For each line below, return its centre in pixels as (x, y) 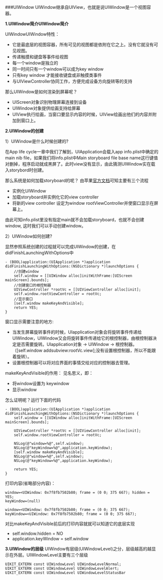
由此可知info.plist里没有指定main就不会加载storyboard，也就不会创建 (75, 220)
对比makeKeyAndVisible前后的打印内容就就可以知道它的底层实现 (70, 524)
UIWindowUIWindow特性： (32, 34)
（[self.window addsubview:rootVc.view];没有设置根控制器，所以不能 (82, 350)
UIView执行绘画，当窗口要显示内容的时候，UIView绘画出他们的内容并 (82, 114)
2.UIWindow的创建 (24, 131)
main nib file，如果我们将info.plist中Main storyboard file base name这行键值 (81, 158)
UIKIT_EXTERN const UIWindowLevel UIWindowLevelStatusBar (65, 573)
